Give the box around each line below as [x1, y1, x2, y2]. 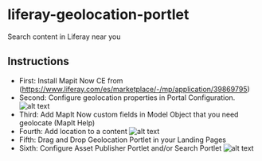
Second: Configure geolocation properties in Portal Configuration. [18, 93, 236, 102]
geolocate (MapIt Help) [18, 117, 96, 128]
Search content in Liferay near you [7, 32, 121, 41]
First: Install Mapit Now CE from [18, 75, 123, 85]
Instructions [7, 55, 69, 68]
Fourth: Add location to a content [18, 126, 128, 136]
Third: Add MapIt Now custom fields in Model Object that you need [18, 109, 239, 119]
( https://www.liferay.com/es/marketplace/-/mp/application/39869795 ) [18, 84, 250, 94]
